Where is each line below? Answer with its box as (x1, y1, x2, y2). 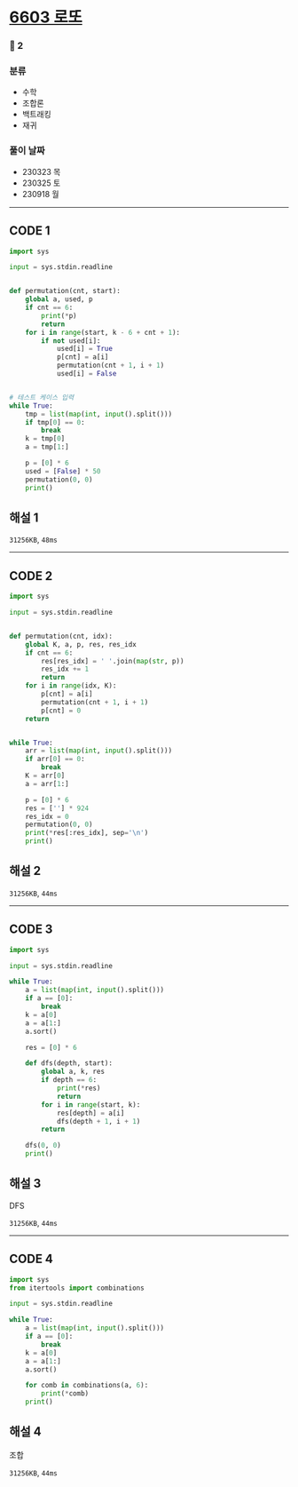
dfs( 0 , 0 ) (25, 1141, 62, 1150)
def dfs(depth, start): (25, 1059, 114, 1068)
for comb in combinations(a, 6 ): (25, 1381, 149, 1390)
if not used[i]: (41, 336, 101, 346)
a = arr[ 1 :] (25, 779, 69, 788)
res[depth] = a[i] (56, 1109, 125, 1117)
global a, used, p (25, 295, 93, 304)
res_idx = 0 (25, 812, 69, 821)
